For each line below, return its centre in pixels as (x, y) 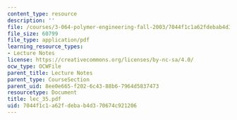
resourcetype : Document (42, 92)
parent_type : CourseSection (49, 79)
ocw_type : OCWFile (34, 66)
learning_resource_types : (45, 47)
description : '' (31, 20)
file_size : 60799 (33, 34)
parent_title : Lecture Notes (50, 73)
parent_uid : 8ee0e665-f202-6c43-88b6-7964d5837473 (83, 86)
